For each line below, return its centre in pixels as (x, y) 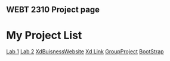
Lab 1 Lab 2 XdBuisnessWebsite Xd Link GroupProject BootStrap (85, 52)
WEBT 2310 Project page (53, 10)
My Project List (44, 35)
